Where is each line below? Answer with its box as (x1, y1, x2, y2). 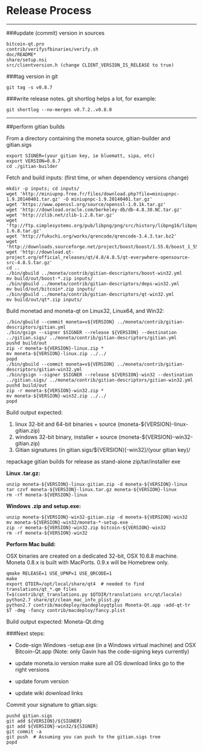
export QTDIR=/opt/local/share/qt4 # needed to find (6, 581, 145, 587)
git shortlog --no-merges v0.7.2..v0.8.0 (6, 106, 112, 112)
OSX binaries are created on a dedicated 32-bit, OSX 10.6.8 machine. (6, 552, 178, 559)
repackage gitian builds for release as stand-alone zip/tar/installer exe (6, 457, 181, 465)
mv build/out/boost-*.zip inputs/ (6, 276, 94, 282)
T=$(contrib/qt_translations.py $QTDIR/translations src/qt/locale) (6, 591, 182, 598)
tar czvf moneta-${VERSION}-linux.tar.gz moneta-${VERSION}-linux (6, 486, 177, 492)
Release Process (6, 4, 92, 18)
